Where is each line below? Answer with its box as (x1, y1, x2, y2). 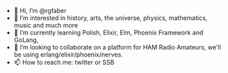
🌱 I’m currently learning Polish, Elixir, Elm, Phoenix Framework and (13, 28, 204, 36)
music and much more (13, 21, 79, 29)
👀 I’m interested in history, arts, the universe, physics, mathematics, (13, 14, 208, 22)
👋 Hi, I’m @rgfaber (13, 7, 67, 14)
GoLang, (13, 36, 39, 44)
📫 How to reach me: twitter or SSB (13, 59, 115, 66)
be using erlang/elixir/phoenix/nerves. (13, 50, 123, 59)
